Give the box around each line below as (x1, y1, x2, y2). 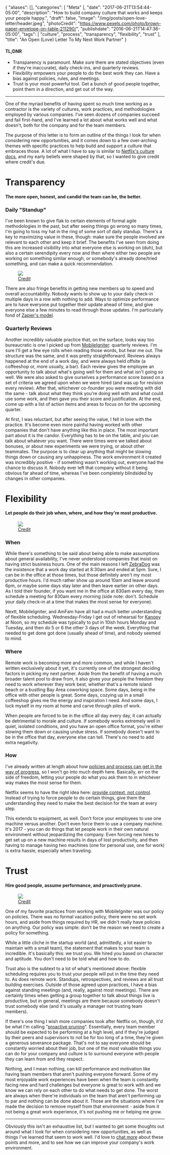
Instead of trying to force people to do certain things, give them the (5, 794, 146, 801)
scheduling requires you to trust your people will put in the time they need (5, 971, 159, 977)
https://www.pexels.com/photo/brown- (79, 20, 161, 26)
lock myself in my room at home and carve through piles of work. (5, 703, 141, 709)
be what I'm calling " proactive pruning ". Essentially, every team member (5, 1024, 156, 1030)
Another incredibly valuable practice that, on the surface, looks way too (5, 336, 154, 343)
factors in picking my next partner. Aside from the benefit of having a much (5, 670, 162, 676)
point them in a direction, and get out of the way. (12, 86, 114, 93)
